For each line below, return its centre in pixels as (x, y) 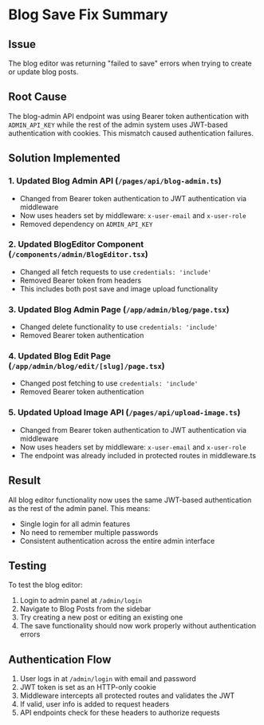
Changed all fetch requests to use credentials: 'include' (116, 271)
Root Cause (38, 97)
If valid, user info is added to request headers (95, 704)
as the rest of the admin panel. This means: (79, 508)
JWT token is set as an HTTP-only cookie (88, 687)
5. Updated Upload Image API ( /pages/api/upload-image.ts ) (124, 413)
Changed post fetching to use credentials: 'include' (109, 383)
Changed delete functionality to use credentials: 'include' (119, 327)
